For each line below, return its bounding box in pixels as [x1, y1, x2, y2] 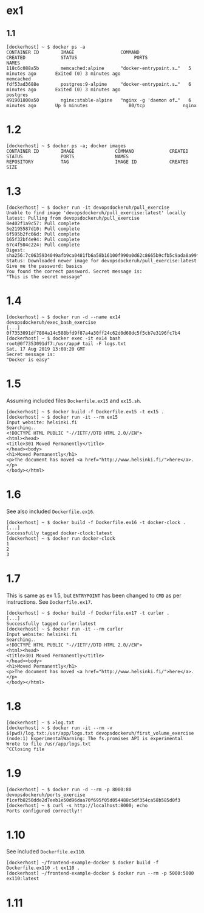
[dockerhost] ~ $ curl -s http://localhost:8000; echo [6, 802, 148, 808]
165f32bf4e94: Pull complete [6, 236, 80, 242]
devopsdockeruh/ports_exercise [6, 792, 86, 798]
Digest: [6, 247, 26, 253]
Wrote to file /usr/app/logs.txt [6, 741, 91, 747]
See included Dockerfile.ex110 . [6, 848, 86, 855]
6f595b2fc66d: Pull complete [6, 231, 80, 237]
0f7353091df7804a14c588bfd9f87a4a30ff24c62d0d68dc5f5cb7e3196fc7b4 [6, 330, 181, 336]
